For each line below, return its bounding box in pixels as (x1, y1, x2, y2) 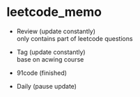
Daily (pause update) (16, 82, 77, 90)
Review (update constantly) (16, 27, 95, 35)
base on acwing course (16, 55, 84, 63)
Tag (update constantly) (16, 48, 86, 56)
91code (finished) (16, 69, 68, 77)
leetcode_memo (6, 4, 102, 20)
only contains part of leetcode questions (16, 34, 133, 42)
